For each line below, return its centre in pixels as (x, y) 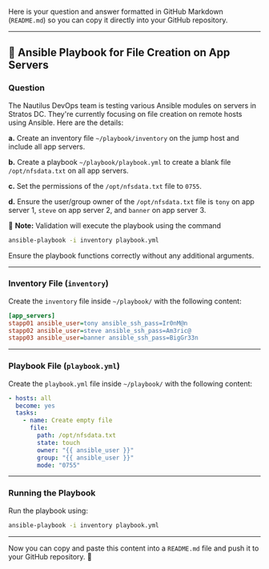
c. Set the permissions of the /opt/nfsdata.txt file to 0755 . (105, 186)
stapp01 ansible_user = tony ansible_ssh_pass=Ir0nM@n (98, 323)
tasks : (26, 413)
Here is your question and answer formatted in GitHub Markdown (116, 12)
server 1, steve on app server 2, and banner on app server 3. (107, 210)
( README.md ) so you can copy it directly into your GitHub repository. (118, 20)
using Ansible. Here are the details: (66, 122)
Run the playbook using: (48, 511)
